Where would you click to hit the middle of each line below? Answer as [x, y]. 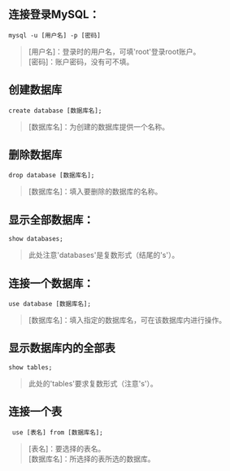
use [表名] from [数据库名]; [57, 432]
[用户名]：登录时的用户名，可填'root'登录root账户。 [114, 51]
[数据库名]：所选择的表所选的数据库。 [92, 459]
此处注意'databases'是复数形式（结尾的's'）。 [104, 255]
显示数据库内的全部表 [62, 348]
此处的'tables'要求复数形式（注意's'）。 [93, 383]
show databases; [36, 239]
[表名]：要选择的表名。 [67, 448]
